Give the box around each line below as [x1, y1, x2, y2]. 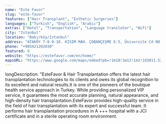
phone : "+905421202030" [5, 44, 54, 49]
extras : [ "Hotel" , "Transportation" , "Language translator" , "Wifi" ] [5, 26, 152, 31]
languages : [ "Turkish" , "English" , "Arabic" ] [5, 21, 100, 26]
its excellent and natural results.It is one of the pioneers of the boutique [5, 82, 151, 88]
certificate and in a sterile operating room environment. [5, 113, 118, 119]
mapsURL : [5, 58, 23, 63]
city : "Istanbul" [5, 30, 41, 35]
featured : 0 [5, 48, 30, 53]
